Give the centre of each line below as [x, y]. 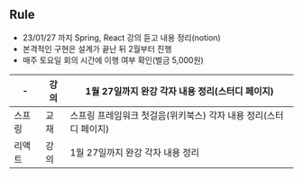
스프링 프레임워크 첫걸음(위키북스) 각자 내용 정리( [169, 115]
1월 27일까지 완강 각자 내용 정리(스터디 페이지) [179, 91]
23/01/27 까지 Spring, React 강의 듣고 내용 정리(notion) [121, 37]
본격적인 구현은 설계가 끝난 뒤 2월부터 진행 [97, 49]
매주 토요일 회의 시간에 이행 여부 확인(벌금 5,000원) [113, 60]
